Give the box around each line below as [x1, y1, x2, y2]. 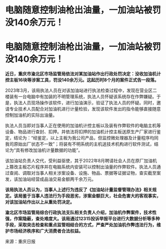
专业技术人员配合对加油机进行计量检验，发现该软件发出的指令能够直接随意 [9, 106, 161, 112]
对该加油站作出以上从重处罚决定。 [5, 199, 75, 205]
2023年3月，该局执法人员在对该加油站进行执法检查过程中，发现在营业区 [5, 87, 153, 94]
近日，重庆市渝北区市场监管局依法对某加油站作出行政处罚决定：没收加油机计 [5, 71, 161, 77]
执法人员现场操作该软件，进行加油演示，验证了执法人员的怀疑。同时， [13, 100, 157, 106]
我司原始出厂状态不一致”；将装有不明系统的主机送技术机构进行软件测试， [5, 141, 155, 147]
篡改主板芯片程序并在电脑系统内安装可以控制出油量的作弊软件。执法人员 [9, 164, 157, 170]
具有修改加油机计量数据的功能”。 [15, 147, 83, 153]
